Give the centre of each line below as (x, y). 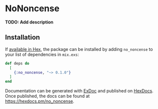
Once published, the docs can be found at (47, 96)
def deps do (17, 63)
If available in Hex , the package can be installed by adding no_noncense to (79, 49)
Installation (23, 37)
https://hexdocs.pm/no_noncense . (40, 101)
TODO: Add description (29, 22)
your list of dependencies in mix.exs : (42, 54)
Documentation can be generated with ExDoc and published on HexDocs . (79, 91)
